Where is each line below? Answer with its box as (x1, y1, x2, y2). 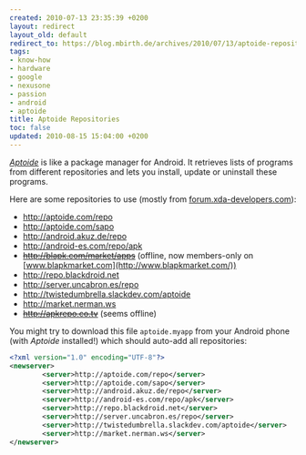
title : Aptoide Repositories (9, 115, 120, 124)
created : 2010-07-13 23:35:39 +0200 (9, 13, 148, 23)
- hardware (9, 65, 51, 74)
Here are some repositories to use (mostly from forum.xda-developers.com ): (9, 193, 297, 205)
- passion (9, 89, 47, 98)
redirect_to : (9, 38, 59, 48)
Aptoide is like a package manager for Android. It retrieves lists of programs (9, 157, 293, 167)
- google (9, 73, 43, 82)
